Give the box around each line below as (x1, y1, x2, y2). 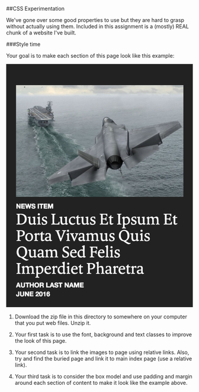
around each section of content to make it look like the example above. (14, 379, 188, 386)
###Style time (6, 41, 41, 48)
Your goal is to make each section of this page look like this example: (6, 52, 175, 59)
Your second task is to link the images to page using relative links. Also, (14, 349, 190, 356)
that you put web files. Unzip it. (14, 319, 91, 326)
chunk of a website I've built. (6, 29, 77, 36)
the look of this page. (14, 337, 67, 344)
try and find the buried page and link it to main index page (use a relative (14, 355, 192, 362)
